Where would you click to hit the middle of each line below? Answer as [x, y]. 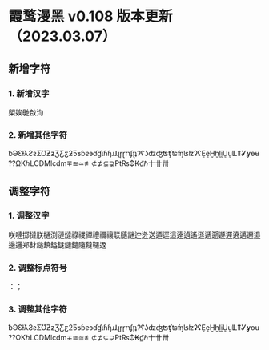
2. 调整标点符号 [38, 268]
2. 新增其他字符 [38, 135]
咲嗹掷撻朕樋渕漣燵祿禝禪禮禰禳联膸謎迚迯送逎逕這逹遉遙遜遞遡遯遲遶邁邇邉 [134, 235]
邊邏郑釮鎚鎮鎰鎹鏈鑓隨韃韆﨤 [57, 244]
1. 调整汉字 [29, 215]
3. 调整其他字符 [38, 309]
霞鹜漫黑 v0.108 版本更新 [91, 16]
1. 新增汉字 [29, 93]
